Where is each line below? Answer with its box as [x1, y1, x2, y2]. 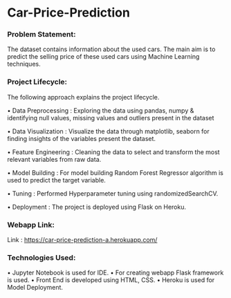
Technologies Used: [7, 253, 76, 262]
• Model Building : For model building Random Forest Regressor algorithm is [7, 168, 223, 177]
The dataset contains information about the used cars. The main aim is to [7, 45, 216, 53]
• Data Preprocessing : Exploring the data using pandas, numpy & [7, 106, 194, 115]
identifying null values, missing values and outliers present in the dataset [7, 113, 214, 122]
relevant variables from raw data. [7, 155, 102, 163]
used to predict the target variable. [7, 176, 106, 184]
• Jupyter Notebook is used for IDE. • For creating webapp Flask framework [7, 268, 224, 277]
